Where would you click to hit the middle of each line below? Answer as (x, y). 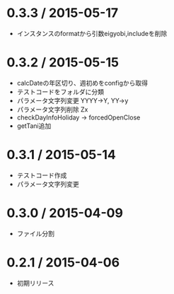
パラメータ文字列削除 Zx (52, 109)
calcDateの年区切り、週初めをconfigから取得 (82, 83)
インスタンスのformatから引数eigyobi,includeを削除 (92, 33)
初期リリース (35, 283)
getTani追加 (34, 126)
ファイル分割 (35, 233)
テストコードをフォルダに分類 (60, 92)
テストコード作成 (42, 175)
